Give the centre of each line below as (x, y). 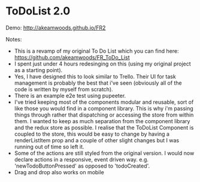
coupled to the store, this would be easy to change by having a (92, 134)
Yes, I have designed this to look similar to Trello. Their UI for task (95, 76)
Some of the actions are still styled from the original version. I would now (104, 153)
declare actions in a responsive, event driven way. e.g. (81, 159)
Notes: (14, 39)
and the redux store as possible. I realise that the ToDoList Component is (104, 127)
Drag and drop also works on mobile (59, 172)
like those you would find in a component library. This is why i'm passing (104, 108)
